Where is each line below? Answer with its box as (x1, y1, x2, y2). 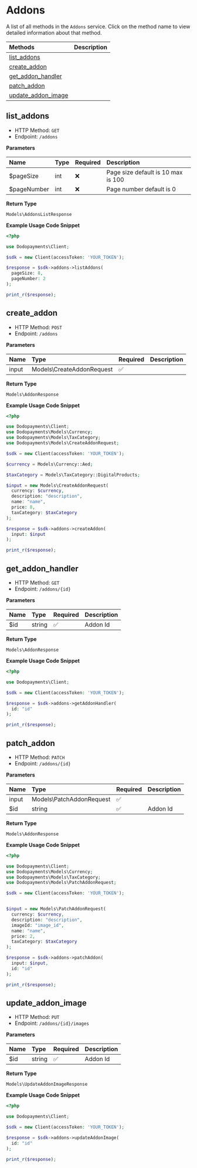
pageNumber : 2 (11, 276, 46, 282)
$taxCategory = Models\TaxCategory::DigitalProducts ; (6, 472, 141, 478)
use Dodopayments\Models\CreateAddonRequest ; (6, 440, 119, 446)
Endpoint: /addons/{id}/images (14, 1020, 90, 1027)
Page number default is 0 (106, 185, 176, 193)
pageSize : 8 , (11, 271, 43, 276)
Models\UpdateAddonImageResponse (6, 1081, 88, 1088)
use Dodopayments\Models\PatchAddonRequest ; (6, 880, 117, 886)
